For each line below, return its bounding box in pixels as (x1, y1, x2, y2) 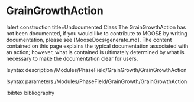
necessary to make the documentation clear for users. (6, 55, 138, 62)
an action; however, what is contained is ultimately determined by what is (6, 48, 185, 55)
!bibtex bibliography (6, 89, 55, 96)
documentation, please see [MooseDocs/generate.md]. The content (6, 36, 172, 43)
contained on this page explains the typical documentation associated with (6, 42, 189, 50)
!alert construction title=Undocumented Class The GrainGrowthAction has (6, 24, 186, 31)
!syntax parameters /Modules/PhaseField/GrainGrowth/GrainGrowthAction (6, 78, 187, 85)
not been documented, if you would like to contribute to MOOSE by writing (6, 29, 187, 37)
